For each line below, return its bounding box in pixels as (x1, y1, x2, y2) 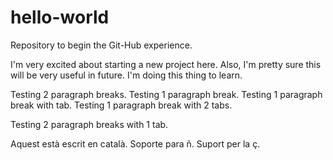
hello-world (10, 6, 110, 29)
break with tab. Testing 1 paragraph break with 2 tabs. (10, 99, 233, 111)
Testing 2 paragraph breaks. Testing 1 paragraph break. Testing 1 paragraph (10, 88, 323, 100)
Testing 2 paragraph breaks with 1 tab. (10, 118, 169, 130)
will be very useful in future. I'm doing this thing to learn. (10, 69, 243, 81)
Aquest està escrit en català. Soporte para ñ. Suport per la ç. (10, 137, 261, 150)
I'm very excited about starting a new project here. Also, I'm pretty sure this (10, 58, 322, 70)
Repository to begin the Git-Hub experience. (10, 39, 193, 51)
